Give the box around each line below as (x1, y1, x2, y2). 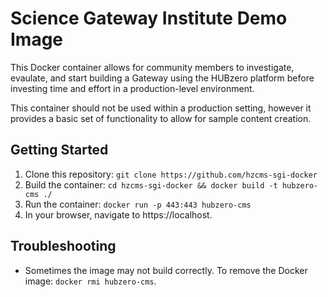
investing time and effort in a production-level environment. (10, 82, 255, 94)
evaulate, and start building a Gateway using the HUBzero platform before (10, 72, 315, 84)
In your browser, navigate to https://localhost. (24, 208, 213, 221)
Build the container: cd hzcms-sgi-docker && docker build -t (24, 178, 278, 191)
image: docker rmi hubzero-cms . (24, 275, 157, 287)
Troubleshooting (10, 238, 117, 255)
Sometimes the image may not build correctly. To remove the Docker (24, 264, 308, 276)
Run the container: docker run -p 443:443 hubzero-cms (24, 198, 252, 210)
